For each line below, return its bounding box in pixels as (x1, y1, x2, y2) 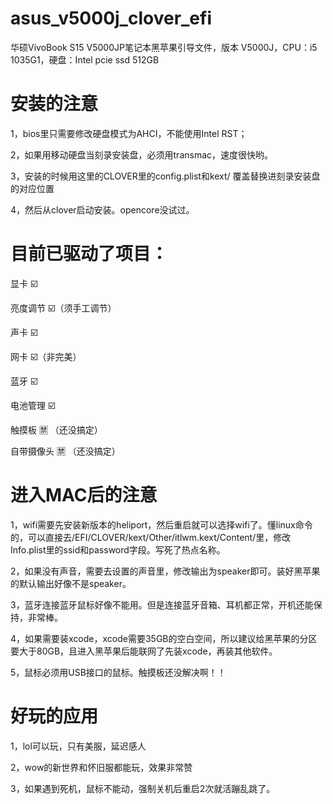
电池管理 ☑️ (10, 399, 56, 411)
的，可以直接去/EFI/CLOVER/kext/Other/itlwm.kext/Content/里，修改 (10, 531, 292, 543)
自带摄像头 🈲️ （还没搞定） (10, 445, 121, 457)
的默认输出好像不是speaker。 (10, 577, 132, 589)
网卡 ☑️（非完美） (10, 350, 82, 362)
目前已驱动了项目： (10, 243, 169, 266)
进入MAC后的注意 (10, 484, 158, 506)
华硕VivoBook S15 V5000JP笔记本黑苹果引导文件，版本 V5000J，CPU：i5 (10, 41, 318, 53)
